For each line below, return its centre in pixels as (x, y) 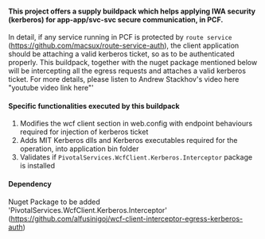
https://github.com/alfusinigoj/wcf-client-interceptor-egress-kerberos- (127, 218)
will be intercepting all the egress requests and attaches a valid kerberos (127, 71)
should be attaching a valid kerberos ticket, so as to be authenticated (121, 54)
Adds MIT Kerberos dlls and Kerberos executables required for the (129, 141)
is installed (37, 166)
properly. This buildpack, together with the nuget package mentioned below (133, 63)
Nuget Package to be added (55, 202)
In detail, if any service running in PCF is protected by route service (120, 37)
